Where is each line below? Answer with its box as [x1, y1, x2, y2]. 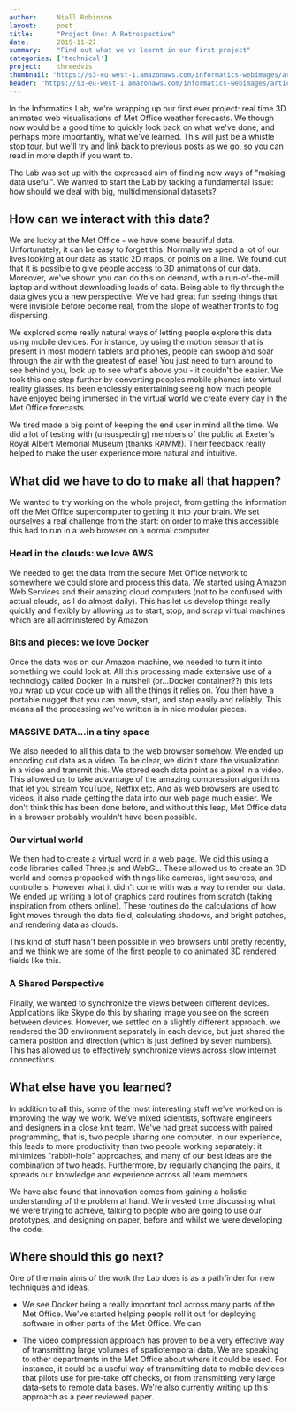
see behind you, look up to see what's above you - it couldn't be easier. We [9, 364, 284, 376]
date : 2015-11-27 [9, 37, 97, 47]
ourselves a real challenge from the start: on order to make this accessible [9, 516, 280, 526]
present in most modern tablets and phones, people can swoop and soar [9, 346, 274, 357]
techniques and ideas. [9, 1282, 90, 1292]
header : [9, 79, 38, 88]
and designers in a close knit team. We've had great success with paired [9, 1122, 273, 1132]
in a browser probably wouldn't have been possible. [9, 811, 198, 823]
